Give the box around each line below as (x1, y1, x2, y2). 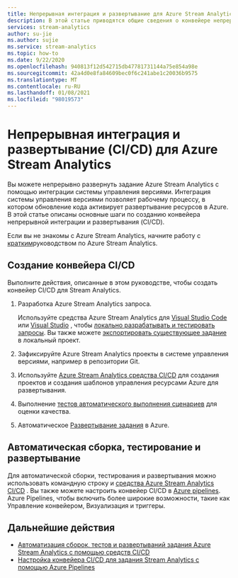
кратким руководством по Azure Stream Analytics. (7, 239, 158, 247)
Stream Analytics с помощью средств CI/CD (17, 548, 150, 557)
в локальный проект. (17, 336, 81, 344)
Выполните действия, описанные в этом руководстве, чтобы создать (7, 278, 218, 287)
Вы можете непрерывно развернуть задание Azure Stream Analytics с (7, 180, 220, 188)
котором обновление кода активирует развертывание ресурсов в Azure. (7, 203, 229, 211)
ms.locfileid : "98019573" (7, 96, 84, 103)
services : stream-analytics (7, 23, 91, 30)
